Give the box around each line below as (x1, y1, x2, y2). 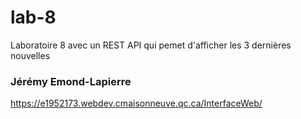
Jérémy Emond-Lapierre (10, 74, 132, 88)
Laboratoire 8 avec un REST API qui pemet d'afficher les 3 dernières (10, 39, 292, 51)
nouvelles (10, 49, 51, 61)
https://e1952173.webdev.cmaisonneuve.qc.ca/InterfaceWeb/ (10, 97, 263, 110)
